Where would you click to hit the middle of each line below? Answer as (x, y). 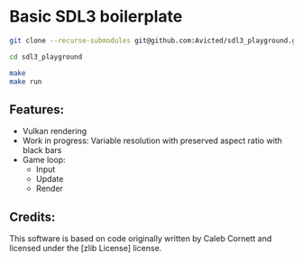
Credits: (32, 217)
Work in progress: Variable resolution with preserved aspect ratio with (152, 140)
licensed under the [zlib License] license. (86, 248)
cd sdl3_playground (46, 57)
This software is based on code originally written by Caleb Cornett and (141, 239)
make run (26, 81)
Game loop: (44, 160)
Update (50, 179)
